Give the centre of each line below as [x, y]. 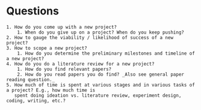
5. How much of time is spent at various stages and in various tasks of [101, 85]
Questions [32, 11]
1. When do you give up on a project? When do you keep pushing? [101, 32]
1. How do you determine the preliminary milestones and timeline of [106, 53]
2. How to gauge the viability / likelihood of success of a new [90, 37]
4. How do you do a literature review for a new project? [80, 64]
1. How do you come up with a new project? [62, 27]
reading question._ [31, 79]
